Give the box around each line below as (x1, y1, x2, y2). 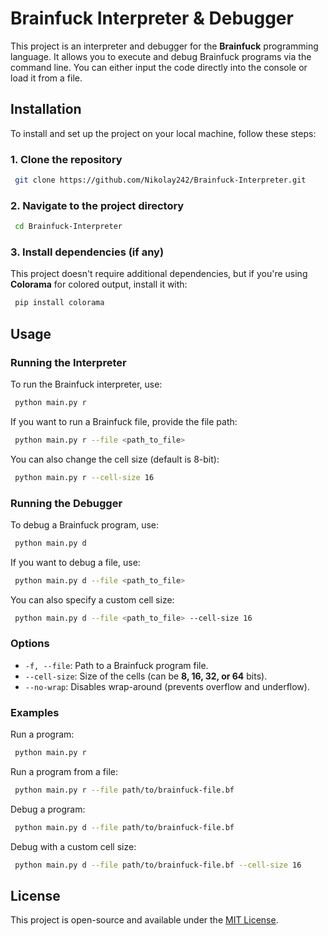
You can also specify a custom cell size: (10, 593, 175, 606)
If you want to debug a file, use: (10, 556, 141, 568)
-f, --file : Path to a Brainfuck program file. (24, 659, 209, 671)
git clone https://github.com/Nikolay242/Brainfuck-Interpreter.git (14, 175, 307, 186)
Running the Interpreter (10, 355, 127, 369)
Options (10, 637, 50, 651)
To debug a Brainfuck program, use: (10, 518, 160, 531)
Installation (10, 101, 82, 118)
